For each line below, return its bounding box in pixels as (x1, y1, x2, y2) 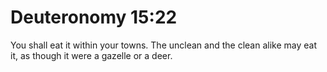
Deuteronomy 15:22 (10, 6, 178, 29)
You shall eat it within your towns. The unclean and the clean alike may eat (10, 39, 317, 51)
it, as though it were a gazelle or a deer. (10, 49, 173, 61)
